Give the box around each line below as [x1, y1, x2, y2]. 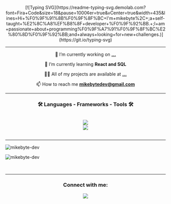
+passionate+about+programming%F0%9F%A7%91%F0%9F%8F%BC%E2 [5, 26, 166, 32]
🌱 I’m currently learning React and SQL [44, 61, 127, 67]
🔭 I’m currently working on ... [55, 51, 116, 57]
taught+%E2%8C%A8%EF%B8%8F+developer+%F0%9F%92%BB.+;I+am [6, 21, 165, 26]
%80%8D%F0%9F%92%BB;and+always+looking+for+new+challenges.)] [7, 31, 164, 37]
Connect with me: [63, 182, 108, 189]
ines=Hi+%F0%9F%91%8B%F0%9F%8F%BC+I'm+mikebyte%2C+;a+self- [6, 15, 165, 21]
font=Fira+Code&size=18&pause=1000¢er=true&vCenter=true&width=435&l [6, 10, 165, 16]
